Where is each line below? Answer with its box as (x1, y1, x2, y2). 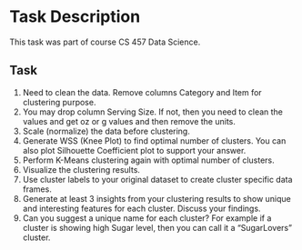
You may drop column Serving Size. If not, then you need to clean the (22, 106, 284, 117)
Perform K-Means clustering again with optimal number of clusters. (22, 155, 275, 165)
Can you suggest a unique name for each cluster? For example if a (22, 212, 272, 224)
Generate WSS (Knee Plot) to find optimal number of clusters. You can (22, 135, 287, 146)
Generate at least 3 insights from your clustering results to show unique (22, 193, 291, 204)
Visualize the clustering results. (22, 164, 141, 175)
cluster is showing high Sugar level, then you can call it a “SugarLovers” (22, 222, 293, 233)
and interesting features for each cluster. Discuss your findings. (22, 203, 261, 214)
